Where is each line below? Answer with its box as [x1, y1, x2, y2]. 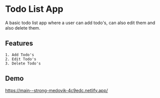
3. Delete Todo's [5, 61, 41, 66]
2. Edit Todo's [5, 57, 37, 62]
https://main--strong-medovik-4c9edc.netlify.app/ [5, 87, 108, 93]
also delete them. [5, 25, 41, 31]
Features [5, 39, 33, 48]
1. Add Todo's [5, 52, 35, 57]
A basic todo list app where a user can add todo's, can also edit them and [5, 20, 156, 26]
